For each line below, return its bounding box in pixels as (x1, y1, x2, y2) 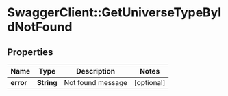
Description (76, 67, 115, 76)
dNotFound (7, 19, 73, 35)
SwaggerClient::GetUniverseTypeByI (7, 5, 222, 20)
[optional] (134, 78, 166, 87)
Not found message (64, 78, 128, 87)
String (36, 78, 58, 87)
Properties (7, 46, 53, 58)
